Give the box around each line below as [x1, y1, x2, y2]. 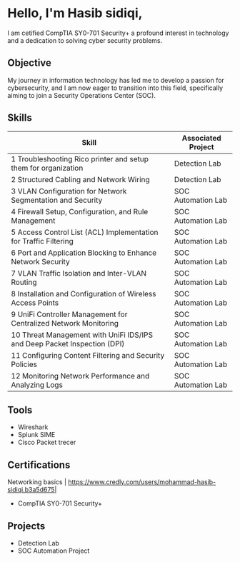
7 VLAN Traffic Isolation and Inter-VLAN [11, 268, 147, 278]
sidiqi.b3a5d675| [7, 486, 57, 494]
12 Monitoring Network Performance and [11, 371, 150, 381]
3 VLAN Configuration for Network [11, 186, 127, 196]
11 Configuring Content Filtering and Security [11, 350, 165, 360]
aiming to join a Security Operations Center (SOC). [7, 91, 156, 99]
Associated [181, 133, 221, 143]
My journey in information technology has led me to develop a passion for [7, 76, 225, 84]
